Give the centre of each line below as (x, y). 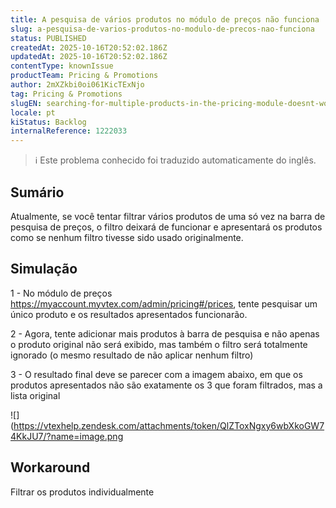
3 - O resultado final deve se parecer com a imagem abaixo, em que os (156, 374)
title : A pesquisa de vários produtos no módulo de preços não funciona (165, 19)
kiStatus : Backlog (48, 122)
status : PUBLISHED (48, 38)
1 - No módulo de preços (61, 293)
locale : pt (33, 112)
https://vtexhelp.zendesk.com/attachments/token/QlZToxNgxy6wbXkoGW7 (169, 425)
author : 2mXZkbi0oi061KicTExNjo (77, 85)
